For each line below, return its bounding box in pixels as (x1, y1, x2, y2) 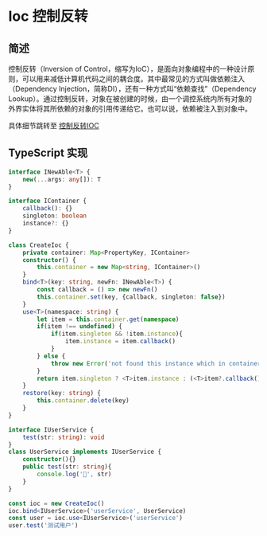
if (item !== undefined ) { (37, 323, 123, 331)
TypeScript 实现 (8, 147, 88, 160)
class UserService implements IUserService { (8, 448, 161, 456)
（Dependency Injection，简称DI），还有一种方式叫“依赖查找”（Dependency (8, 84, 257, 93)
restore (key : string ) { (22, 389, 102, 397)
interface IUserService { (8, 425, 94, 434)
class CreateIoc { (8, 241, 69, 249)
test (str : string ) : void (22, 433, 105, 441)
